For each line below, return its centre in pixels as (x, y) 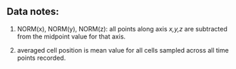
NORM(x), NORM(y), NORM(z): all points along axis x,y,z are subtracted (122, 28)
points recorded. (41, 58)
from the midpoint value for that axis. (71, 36)
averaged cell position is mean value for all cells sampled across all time (123, 50)
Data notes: (33, 12)
